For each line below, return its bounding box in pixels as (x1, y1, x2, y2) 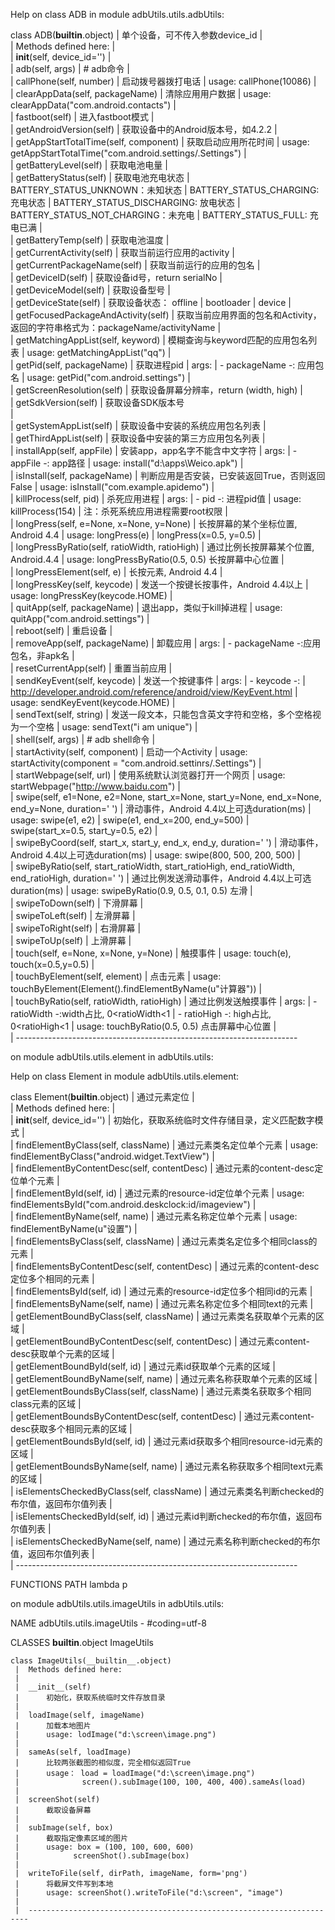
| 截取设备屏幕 (14, 1805, 92, 1815)
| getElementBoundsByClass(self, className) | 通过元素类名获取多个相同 (10, 1385, 312, 1397)
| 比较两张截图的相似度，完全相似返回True (14, 1758, 192, 1768)
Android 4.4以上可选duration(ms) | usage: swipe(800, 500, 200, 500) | (10, 849, 301, 861)
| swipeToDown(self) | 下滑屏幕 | (10, 897, 144, 909)
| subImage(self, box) (14, 1823, 114, 1833)
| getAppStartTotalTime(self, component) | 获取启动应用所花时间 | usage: (10, 136, 310, 148)
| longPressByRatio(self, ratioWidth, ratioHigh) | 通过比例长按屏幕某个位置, (10, 541, 315, 553)
